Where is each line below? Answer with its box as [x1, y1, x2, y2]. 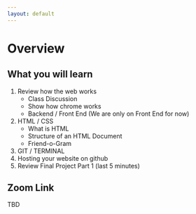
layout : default [7, 10, 55, 18]
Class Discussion [27, 94, 78, 102]
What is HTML [27, 124, 69, 133]
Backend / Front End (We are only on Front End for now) [27, 109, 190, 118]
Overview [7, 40, 65, 56]
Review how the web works [17, 87, 97, 95]
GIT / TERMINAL [17, 147, 65, 155]
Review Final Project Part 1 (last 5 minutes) [17, 161, 140, 170]
